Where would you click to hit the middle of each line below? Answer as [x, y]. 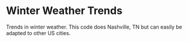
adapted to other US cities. [38, 33]
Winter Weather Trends [64, 11]
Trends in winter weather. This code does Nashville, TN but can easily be [94, 27]
